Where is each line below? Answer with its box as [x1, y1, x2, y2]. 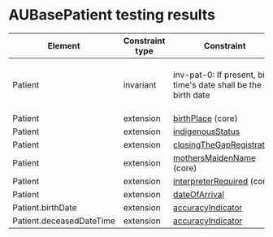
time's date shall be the [173, 79, 262, 90]
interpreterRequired [173, 175, 249, 187]
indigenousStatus [173, 126, 240, 137]
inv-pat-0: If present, [173, 69, 256, 80]
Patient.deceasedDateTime [12, 215, 116, 226]
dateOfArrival [173, 188, 225, 200]
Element [47, 40, 80, 51]
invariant [123, 79, 157, 90]
